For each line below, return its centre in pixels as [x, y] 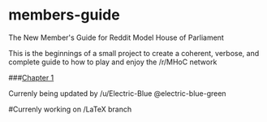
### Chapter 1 [31, 77]
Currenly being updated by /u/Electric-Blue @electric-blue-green [117, 93]
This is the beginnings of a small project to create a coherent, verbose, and [134, 53]
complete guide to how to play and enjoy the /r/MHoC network [113, 62]
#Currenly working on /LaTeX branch [70, 109]
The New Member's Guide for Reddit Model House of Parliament [116, 37]
